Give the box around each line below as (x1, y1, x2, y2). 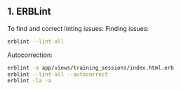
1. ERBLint (7, 6, 51, 18)
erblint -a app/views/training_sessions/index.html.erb (7, 64, 174, 71)
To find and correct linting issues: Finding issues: (7, 24, 149, 32)
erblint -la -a (7, 77, 52, 84)
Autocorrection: (7, 51, 53, 59)
